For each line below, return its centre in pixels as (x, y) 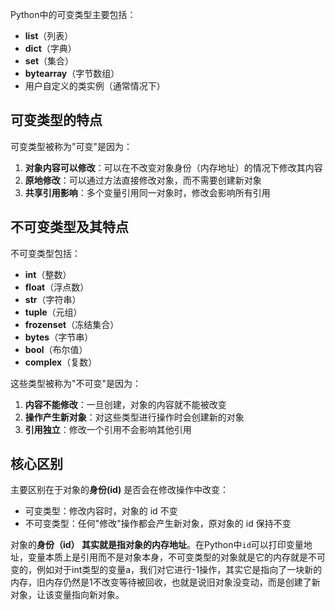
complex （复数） (61, 362)
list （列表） (49, 36)
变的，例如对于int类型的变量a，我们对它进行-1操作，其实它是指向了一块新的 (166, 570)
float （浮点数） (57, 287)
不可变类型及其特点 (69, 227)
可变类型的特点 (56, 120)
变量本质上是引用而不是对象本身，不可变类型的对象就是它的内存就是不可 (176, 557)
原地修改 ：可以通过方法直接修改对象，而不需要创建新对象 (143, 180)
